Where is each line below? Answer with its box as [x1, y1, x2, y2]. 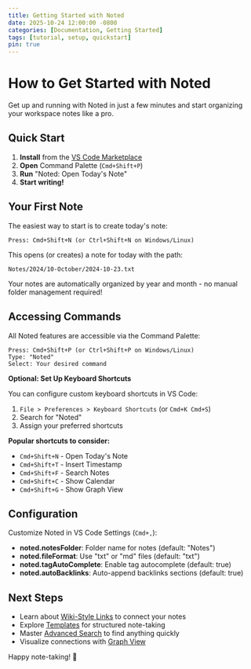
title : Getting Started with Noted [8, 11, 125, 20]
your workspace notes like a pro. [8, 109, 114, 119]
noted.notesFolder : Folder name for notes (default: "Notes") [19, 543, 216, 553]
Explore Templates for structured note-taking [19, 620, 166, 630]
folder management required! [8, 287, 103, 297]
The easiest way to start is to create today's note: [8, 221, 169, 230]
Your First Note [8, 200, 84, 214]
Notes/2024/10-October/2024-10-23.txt [8, 265, 135, 273]
